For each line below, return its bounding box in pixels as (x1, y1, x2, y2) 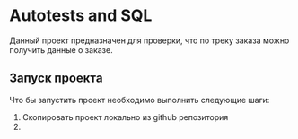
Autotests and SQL (9, 5, 153, 26)
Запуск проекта (9, 71, 103, 86)
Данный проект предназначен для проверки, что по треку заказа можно (9, 35, 290, 46)
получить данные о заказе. (9, 44, 114, 55)
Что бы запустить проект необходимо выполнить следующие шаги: (9, 94, 270, 105)
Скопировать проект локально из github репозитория (22, 111, 229, 122)
